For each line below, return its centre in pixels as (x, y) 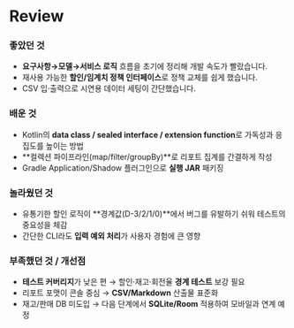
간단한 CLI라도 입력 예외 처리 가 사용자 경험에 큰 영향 (111, 236)
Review (37, 16)
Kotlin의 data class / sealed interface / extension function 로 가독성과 (147, 134)
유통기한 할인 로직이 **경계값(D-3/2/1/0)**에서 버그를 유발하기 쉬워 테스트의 (154, 214)
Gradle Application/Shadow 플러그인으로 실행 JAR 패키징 (123, 168)
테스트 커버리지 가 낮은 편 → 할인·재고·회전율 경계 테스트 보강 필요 (133, 282)
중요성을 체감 (45, 225)
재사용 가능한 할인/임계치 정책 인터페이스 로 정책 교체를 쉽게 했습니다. (139, 78)
